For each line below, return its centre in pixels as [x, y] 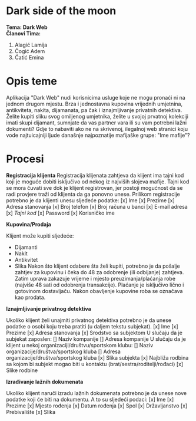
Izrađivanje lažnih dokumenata [45, 381]
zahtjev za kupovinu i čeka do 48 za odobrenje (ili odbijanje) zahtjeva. [99, 272]
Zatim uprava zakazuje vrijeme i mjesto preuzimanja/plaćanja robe [95, 278]
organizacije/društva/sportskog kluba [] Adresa [63, 351]
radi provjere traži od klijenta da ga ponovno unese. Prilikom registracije [93, 194]
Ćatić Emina [29, 57]
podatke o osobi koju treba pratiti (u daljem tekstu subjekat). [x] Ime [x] [92, 326]
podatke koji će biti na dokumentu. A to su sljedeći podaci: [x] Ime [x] [90, 399]
